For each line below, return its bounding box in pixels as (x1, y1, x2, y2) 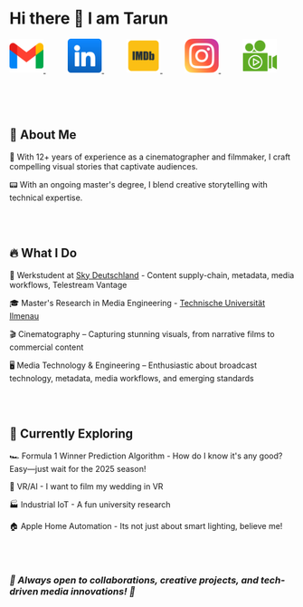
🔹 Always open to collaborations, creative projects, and (9, 574, 260, 587)
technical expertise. (9, 192, 83, 203)
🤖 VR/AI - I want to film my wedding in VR (9, 481, 164, 492)
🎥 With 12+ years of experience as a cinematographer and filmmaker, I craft (9, 151, 291, 162)
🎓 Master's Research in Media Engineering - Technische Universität (9, 297, 266, 308)
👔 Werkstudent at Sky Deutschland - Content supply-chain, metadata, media (9, 269, 295, 280)
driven (9, 585, 39, 598)
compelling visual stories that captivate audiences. (9, 160, 199, 171)
